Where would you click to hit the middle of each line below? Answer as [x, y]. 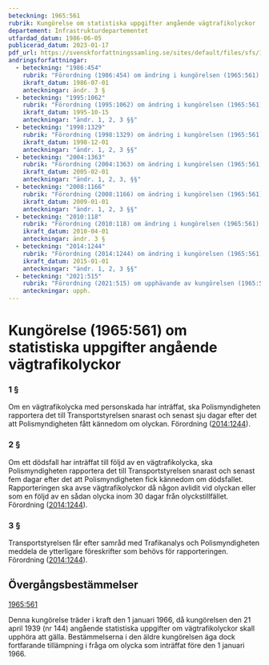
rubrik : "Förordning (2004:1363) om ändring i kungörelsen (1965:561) [143, 165]
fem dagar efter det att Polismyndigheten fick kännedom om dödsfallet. [126, 479]
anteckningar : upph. [57, 291]
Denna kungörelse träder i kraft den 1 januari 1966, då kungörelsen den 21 [130, 619]
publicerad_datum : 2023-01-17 [59, 46]
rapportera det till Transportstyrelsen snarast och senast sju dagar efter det [133, 415]
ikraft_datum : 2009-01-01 [66, 202]
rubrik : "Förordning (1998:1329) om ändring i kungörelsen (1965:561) [143, 134]
